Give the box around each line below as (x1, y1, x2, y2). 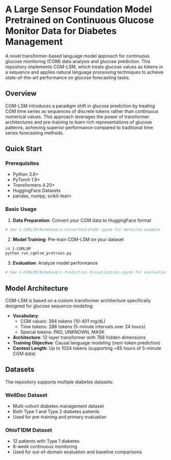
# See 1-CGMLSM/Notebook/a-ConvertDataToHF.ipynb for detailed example (5, 227, 160, 232)
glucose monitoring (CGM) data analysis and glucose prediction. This (5, 58, 151, 64)
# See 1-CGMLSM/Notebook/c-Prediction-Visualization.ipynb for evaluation (5, 270, 167, 275)
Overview (5, 89, 37, 98)
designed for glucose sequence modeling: (5, 303, 94, 309)
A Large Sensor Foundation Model (5, 4, 152, 15)
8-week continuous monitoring (12, 444, 78, 450)
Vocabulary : (12, 313, 40, 319)
